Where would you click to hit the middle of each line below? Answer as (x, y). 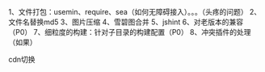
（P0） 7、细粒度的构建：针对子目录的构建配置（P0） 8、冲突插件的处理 (130, 32)
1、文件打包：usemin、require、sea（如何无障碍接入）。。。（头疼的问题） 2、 (135, 12)
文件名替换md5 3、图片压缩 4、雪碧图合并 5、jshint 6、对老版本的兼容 (126, 22)
